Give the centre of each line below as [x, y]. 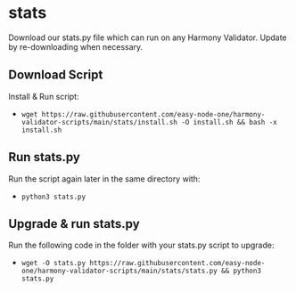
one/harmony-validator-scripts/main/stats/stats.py [119, 271]
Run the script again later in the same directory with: [104, 178]
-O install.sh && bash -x [229, 122]
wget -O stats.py [53, 264]
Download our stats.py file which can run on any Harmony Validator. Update [148, 37]
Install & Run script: [44, 96]
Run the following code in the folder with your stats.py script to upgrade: [141, 245]
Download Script [56, 75]
